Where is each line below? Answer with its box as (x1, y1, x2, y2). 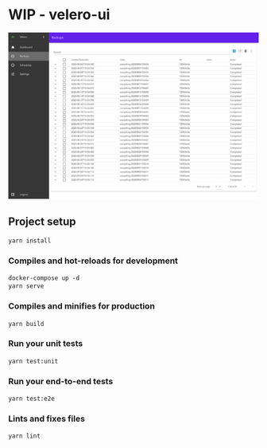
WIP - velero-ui (8, 6, 110, 24)
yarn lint (8, 432, 41, 440)
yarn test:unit (8, 357, 59, 365)
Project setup (8, 214, 77, 228)
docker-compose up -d (8, 274, 80, 282)
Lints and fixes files (8, 413, 86, 424)
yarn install (8, 237, 52, 245)
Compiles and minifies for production (8, 301, 155, 312)
